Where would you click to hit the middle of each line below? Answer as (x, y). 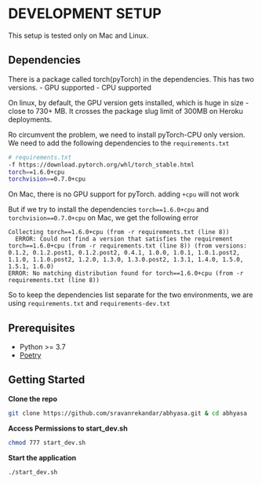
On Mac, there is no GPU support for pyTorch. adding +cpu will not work (124, 194)
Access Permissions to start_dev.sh (68, 428)
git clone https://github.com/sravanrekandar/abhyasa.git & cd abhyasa (127, 413)
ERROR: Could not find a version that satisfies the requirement (124, 239)
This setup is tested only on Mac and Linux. (78, 35)
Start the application (42, 457)
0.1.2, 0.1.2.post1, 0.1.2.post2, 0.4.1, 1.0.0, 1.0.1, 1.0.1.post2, (124, 253)
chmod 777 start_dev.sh (47, 442)
